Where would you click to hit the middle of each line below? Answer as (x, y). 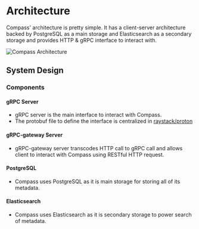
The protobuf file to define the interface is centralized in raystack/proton (104, 121)
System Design (35, 71)
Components (25, 88)
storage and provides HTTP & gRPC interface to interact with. (81, 40)
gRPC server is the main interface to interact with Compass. (88, 115)
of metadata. (30, 221)
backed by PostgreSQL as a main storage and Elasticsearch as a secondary (99, 33)
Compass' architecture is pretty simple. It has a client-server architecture (96, 27)
